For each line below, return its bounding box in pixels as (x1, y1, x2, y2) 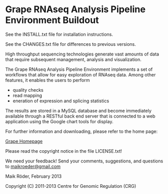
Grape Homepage (5, 138, 43, 144)
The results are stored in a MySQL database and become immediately (5, 107, 152, 114)
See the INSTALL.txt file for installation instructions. (5, 31, 114, 37)
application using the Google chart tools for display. (5, 118, 114, 124)
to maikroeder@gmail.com (5, 163, 61, 169)
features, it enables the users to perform (5, 77, 90, 83)
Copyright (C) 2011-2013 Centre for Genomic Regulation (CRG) (5, 183, 136, 189)
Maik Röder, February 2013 (5, 173, 62, 179)
